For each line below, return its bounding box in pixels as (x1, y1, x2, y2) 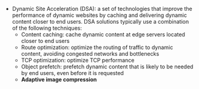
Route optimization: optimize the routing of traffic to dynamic (21, 44, 174, 51)
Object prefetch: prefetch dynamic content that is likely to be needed (21, 63, 194, 70)
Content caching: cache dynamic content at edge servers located (21, 31, 186, 38)
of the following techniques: (12, 24, 82, 31)
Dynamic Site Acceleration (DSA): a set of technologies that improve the (12, 5, 192, 12)
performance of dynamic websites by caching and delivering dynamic (12, 12, 187, 19)
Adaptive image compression (21, 76, 97, 83)
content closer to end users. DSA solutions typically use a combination (12, 18, 189, 25)
